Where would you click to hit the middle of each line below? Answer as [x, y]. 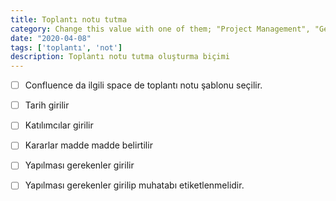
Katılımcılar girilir [59, 125]
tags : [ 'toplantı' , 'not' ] [66, 47]
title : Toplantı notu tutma [69, 19]
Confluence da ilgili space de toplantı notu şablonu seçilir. [143, 85]
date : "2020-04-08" [51, 38]
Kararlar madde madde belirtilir [88, 145]
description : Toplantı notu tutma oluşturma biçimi [120, 57]
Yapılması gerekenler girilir [79, 165]
